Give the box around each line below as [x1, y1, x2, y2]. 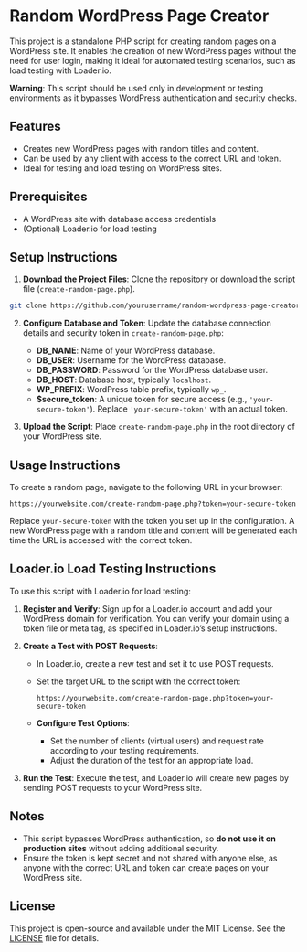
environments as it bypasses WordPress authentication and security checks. [9, 92, 298, 103]
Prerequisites [9, 189, 88, 205]
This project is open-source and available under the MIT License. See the [9, 923, 286, 934]
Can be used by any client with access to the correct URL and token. [22, 153, 281, 164]
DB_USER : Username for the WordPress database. [36, 355, 227, 366]
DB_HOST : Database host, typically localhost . [36, 374, 212, 385]
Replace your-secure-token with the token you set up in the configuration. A [9, 516, 295, 527]
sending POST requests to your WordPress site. [22, 782, 203, 793]
